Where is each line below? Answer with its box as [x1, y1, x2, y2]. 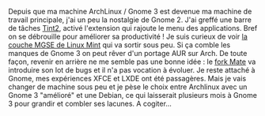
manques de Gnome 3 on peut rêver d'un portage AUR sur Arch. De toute [8, 49, 248, 58]
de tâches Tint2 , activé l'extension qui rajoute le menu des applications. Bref [8, 24, 258, 32]
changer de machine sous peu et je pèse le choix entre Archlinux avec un [8, 82, 248, 92]
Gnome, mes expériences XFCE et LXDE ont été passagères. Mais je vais [8, 74, 247, 83]
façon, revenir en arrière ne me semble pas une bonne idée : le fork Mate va [8, 57, 256, 66]
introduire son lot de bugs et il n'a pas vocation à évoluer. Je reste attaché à [8, 65, 256, 74]
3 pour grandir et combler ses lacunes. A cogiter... [8, 99, 172, 108]
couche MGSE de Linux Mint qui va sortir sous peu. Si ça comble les [8, 40, 231, 50]
